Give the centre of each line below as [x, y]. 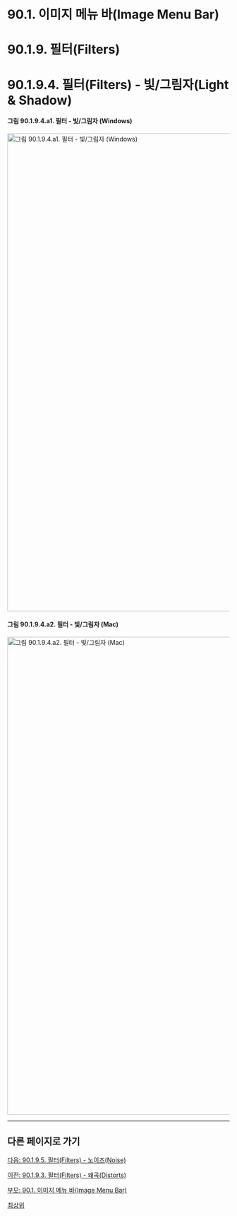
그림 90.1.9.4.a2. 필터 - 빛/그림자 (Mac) [63, 624]
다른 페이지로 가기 [44, 1141]
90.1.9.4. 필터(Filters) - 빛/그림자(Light [118, 85]
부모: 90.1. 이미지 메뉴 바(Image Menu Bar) [67, 1190]
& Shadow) [40, 100]
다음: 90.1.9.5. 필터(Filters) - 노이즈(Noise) [67, 1160]
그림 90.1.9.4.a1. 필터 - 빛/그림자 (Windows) [70, 121]
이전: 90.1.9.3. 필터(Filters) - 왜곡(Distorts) [67, 1175]
